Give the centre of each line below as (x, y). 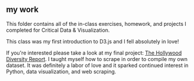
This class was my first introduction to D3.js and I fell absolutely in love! (93, 41)
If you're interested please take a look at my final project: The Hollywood (94, 53)
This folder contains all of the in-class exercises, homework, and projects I (96, 23)
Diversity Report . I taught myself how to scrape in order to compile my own (97, 59)
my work (22, 10)
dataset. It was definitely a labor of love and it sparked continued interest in (97, 65)
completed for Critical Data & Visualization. (58, 30)
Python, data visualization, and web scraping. (61, 71)
